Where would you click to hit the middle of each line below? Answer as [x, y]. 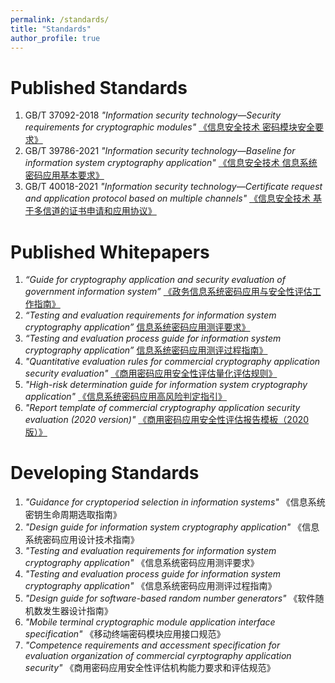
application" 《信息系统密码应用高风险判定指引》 [126, 397]
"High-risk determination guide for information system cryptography [166, 385]
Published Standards [99, 87]
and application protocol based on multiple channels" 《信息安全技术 [168, 198]
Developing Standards [105, 473]
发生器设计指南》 [77, 611]
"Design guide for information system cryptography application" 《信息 [172, 527]
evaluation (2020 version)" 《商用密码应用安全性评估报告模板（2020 [167, 420]
